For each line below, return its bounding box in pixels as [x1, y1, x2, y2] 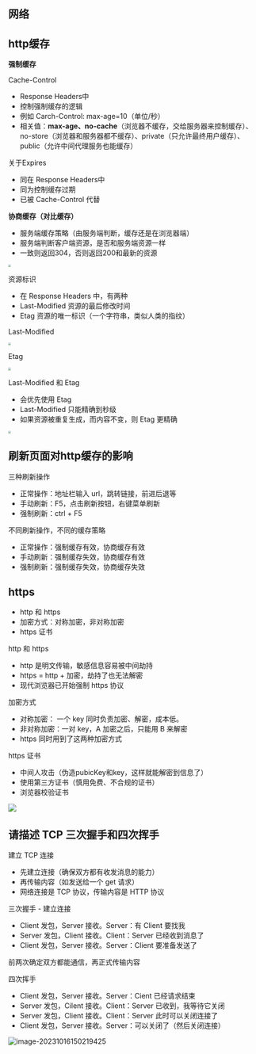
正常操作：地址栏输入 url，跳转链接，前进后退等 [19, 488, 177, 498]
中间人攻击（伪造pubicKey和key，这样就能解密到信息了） [19, 768, 208, 777]
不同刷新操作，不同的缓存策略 [8, 525, 105, 535]
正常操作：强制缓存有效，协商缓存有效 [19, 542, 145, 552]
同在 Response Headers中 [19, 175, 105, 185]
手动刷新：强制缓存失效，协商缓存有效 [19, 552, 145, 561]
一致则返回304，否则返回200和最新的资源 [19, 248, 158, 258]
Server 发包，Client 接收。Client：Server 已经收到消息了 [19, 930, 204, 941]
